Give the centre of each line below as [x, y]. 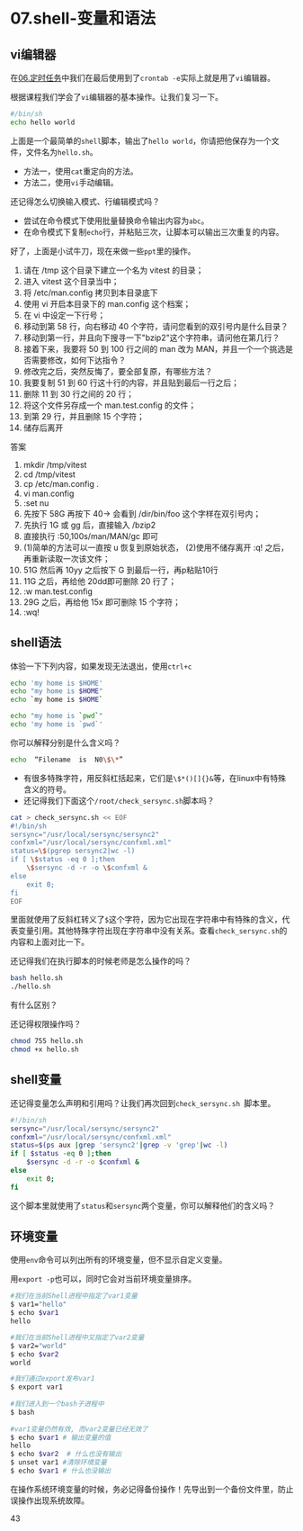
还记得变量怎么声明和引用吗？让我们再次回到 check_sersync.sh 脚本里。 [143, 1103]
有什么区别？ [34, 1005]
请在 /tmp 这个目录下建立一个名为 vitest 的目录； [113, 270]
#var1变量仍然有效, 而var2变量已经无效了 [80, 1429]
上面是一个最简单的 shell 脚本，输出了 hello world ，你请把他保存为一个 [141, 140]
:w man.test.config [58, 591]
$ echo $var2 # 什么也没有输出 [66, 1454]
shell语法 [36, 643]
